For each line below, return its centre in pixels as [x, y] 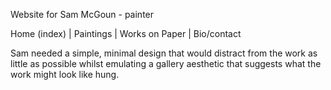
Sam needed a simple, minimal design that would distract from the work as [164, 53]
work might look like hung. [65, 74]
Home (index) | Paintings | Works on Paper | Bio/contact [126, 33]
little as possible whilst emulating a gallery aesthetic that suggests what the [166, 63]
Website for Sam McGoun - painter [82, 14]
